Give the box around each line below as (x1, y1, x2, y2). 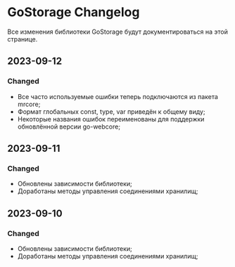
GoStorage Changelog (7, 4, 140, 20)
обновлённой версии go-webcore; (17, 122, 121, 131)
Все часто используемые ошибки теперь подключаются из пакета (17, 92, 218, 100)
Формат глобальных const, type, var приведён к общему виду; (17, 107, 205, 116)
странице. (7, 34, 38, 43)
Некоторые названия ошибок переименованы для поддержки (17, 115, 205, 123)
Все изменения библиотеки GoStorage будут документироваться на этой (7, 27, 229, 36)
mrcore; (17, 100, 41, 108)
